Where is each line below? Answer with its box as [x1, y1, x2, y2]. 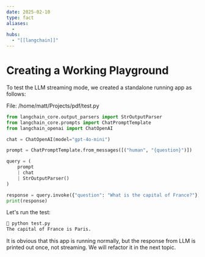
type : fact [6, 15, 34, 21]
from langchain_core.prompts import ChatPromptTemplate [6, 120, 151, 126]
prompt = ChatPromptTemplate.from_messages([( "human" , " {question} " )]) [6, 147, 192, 153]
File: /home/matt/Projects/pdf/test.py [6, 102, 99, 109]
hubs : [6, 32, 20, 38]
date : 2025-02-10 [6, 9, 51, 15]
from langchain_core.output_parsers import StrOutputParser [6, 114, 163, 120]
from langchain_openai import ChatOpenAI [6, 125, 113, 131]
